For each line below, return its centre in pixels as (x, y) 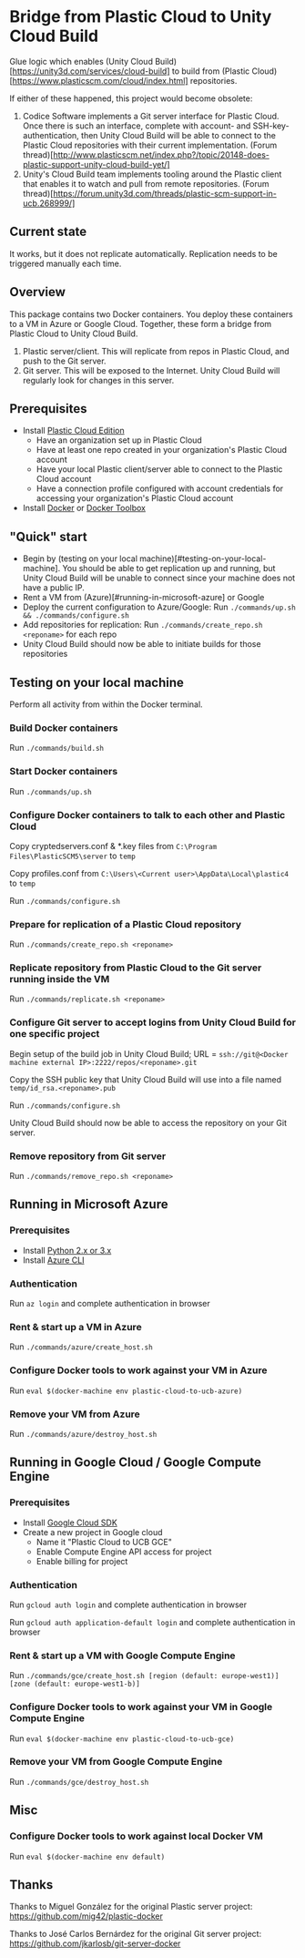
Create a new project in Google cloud (92, 1532)
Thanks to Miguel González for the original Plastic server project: (131, 1907)
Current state (48, 232)
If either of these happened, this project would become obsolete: (131, 98)
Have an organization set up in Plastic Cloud (119, 440)
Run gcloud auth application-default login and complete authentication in (152, 1622)
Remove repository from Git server (88, 1156)
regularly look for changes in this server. (98, 380)
